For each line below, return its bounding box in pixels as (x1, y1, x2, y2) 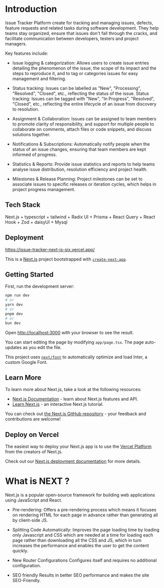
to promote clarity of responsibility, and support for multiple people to (12, 121, 154, 127)
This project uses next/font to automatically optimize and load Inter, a (5, 354, 148, 360)
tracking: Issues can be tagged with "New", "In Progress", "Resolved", (12, 95, 155, 102)
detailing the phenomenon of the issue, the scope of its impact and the (12, 65, 157, 71)
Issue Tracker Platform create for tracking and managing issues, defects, (5, 20, 154, 26)
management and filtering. (12, 76, 67, 81)
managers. (5, 40, 27, 46)
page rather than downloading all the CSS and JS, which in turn (12, 537, 142, 544)
